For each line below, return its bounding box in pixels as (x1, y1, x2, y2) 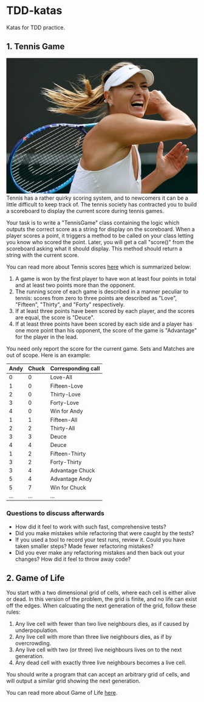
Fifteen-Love (50, 382, 84, 390)
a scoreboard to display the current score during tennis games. (6, 207, 165, 214)
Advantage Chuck (50, 467, 95, 474)
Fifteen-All (50, 416, 78, 423)
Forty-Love (50, 399, 79, 407)
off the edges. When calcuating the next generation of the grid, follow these (6, 602, 196, 609)
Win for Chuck (50, 483, 86, 491)
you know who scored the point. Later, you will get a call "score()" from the (6, 238, 194, 245)
